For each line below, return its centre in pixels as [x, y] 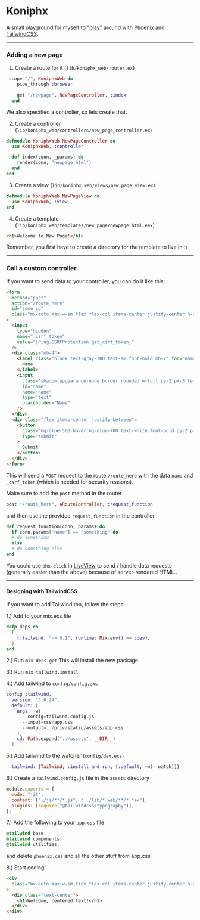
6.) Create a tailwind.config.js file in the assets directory [78, 778]
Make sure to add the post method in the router [64, 493]
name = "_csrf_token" [41, 336]
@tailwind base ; [26, 834]
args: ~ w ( [29, 711]
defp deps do [22, 627]
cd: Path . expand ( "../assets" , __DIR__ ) [66, 739]
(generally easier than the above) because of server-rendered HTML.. [92, 572]
